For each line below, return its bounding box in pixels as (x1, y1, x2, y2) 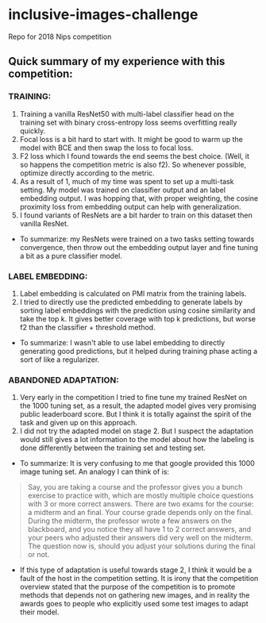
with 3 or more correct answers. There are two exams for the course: (27, 499, 254, 509)
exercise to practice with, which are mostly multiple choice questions (27, 490, 254, 501)
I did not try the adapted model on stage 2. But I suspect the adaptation (19, 426, 254, 436)
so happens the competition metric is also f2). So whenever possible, (19, 160, 247, 169)
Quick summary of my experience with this (8, 55, 226, 68)
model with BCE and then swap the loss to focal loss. (19, 143, 194, 152)
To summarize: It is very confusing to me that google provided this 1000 (19, 459, 256, 468)
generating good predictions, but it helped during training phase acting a (19, 346, 258, 356)
